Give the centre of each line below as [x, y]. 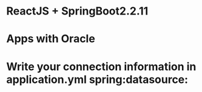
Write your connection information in [101, 66]
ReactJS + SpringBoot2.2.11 [77, 11]
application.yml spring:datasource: [97, 79]
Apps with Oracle [51, 39]
